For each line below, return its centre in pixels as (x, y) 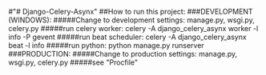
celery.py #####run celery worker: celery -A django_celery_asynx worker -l (133, 28)
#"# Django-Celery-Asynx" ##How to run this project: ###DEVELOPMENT (131, 12)
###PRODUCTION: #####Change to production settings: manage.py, (123, 54)
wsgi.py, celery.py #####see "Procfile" (73, 62)
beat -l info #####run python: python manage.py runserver (106, 45)
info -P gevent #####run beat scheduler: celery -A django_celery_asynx (127, 37)
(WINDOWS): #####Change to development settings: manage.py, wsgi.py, (131, 20)
